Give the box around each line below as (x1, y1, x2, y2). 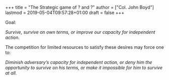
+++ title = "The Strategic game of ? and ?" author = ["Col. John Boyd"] (5, 5, 154, 10)
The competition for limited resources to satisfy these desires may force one (5, 44, 164, 50)
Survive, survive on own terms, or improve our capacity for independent (5, 29, 155, 35)
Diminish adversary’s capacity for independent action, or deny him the (5, 59, 152, 65)
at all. (5, 70, 17, 76)
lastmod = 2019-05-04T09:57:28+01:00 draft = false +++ (5, 10, 125, 16)
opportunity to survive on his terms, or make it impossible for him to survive (5, 65, 163, 70)
